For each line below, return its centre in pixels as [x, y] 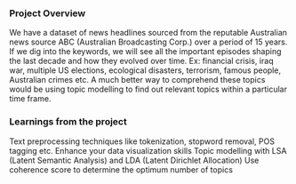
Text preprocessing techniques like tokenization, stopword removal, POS [142, 141]
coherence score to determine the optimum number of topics [121, 169]
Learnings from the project [68, 122]
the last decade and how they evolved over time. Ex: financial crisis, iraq [141, 61]
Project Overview [48, 13]
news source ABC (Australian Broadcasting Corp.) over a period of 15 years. [148, 42]
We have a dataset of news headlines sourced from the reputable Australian [148, 33]
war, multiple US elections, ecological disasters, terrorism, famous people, [145, 70]
